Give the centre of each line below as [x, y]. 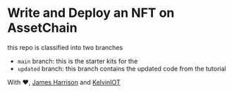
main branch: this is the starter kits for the [78, 61]
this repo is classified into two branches [65, 47]
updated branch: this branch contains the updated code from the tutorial [122, 68]
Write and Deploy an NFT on [91, 13]
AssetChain [42, 28]
